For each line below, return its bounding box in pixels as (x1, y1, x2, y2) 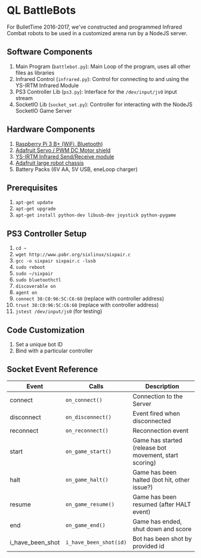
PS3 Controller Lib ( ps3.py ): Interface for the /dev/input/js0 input (15, 88, 177, 95)
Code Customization (7, 325, 85, 335)
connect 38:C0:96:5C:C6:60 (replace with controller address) (15, 295, 165, 302)
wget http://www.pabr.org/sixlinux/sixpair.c (15, 252, 131, 258)
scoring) (132, 458, 157, 467)
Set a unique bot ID (15, 341, 63, 348)
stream (15, 94, 33, 101)
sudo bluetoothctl (15, 277, 61, 283)
